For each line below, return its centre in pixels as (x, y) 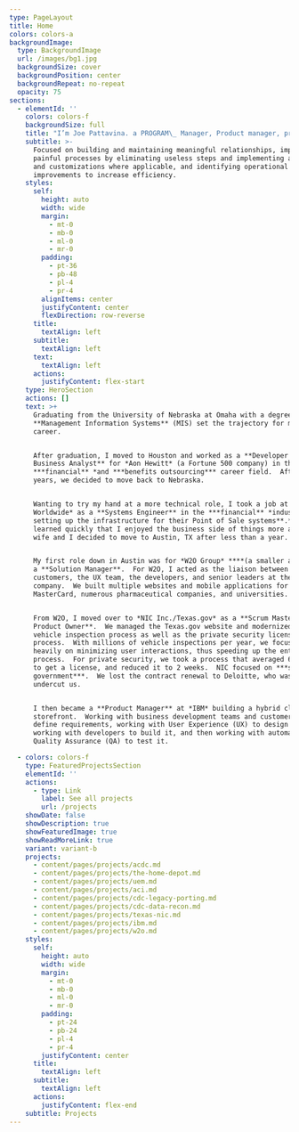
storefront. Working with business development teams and (144, 717)
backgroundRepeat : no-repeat (71, 84)
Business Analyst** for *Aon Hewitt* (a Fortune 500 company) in (156, 464)
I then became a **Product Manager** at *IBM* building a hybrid (156, 708)
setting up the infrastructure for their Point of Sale (138, 521)
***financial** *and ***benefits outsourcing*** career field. (153, 472)
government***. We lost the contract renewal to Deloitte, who (154, 676)
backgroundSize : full (65, 126)
